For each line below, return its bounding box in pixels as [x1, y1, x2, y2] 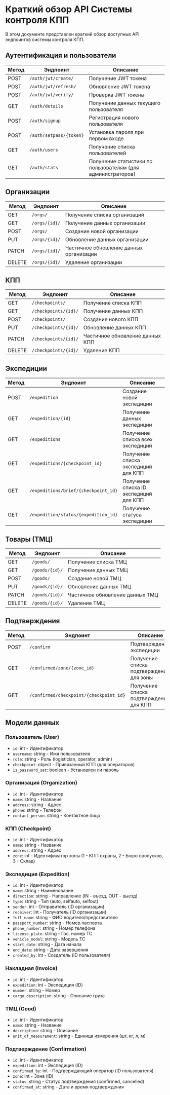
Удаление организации [65, 258, 122, 266]
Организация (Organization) [5, 779, 77, 786]
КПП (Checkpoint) [5, 825, 52, 832]
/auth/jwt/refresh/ [29, 84, 76, 89]
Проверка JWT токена [89, 91, 144, 98]
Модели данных [5, 719, 60, 727]
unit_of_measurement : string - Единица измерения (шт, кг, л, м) [12, 1033, 146, 1039]
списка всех [122, 436, 153, 443]
